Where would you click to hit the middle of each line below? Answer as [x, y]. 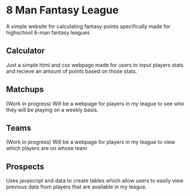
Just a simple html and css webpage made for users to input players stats [95, 65]
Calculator [25, 51]
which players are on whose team [47, 148]
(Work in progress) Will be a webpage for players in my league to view [91, 142]
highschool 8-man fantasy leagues [48, 32]
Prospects [25, 167]
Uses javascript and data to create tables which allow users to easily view [95, 181]
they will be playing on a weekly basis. [52, 110]
